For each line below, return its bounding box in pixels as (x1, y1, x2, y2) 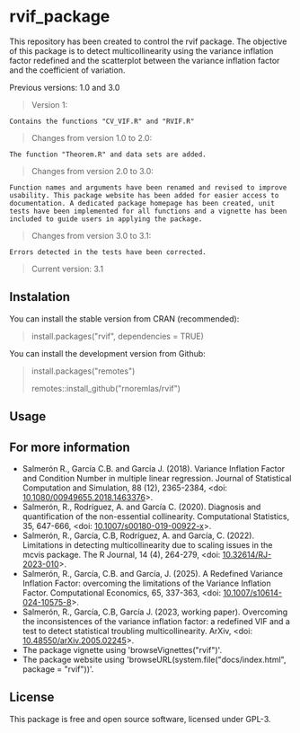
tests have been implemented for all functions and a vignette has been (9, 207, 287, 216)
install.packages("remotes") (31, 366, 136, 376)
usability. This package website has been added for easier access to (9, 190, 279, 199)
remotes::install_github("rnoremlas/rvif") (31, 383, 181, 393)
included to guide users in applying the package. (9, 214, 203, 224)
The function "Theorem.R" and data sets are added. (9, 150, 207, 159)
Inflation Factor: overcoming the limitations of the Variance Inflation (22, 578, 271, 588)
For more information (9, 439, 130, 455)
